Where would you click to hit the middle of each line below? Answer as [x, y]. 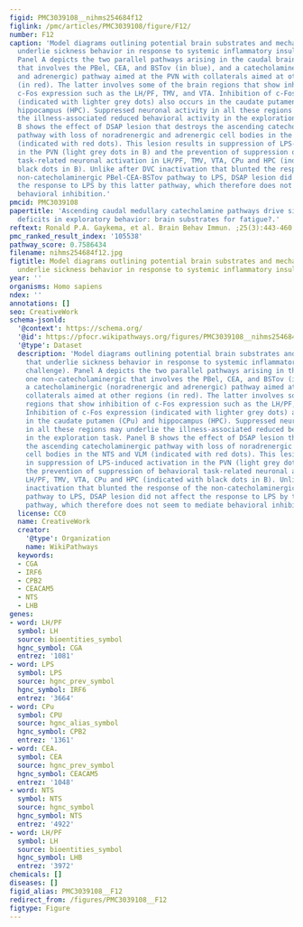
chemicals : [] [36, 875]
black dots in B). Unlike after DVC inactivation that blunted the [147, 169]
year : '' [26, 278]
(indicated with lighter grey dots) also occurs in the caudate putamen [157, 102]
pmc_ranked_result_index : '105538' [76, 236]
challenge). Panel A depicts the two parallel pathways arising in [155, 370]
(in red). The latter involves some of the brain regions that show [149, 85]
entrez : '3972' [46, 866]
